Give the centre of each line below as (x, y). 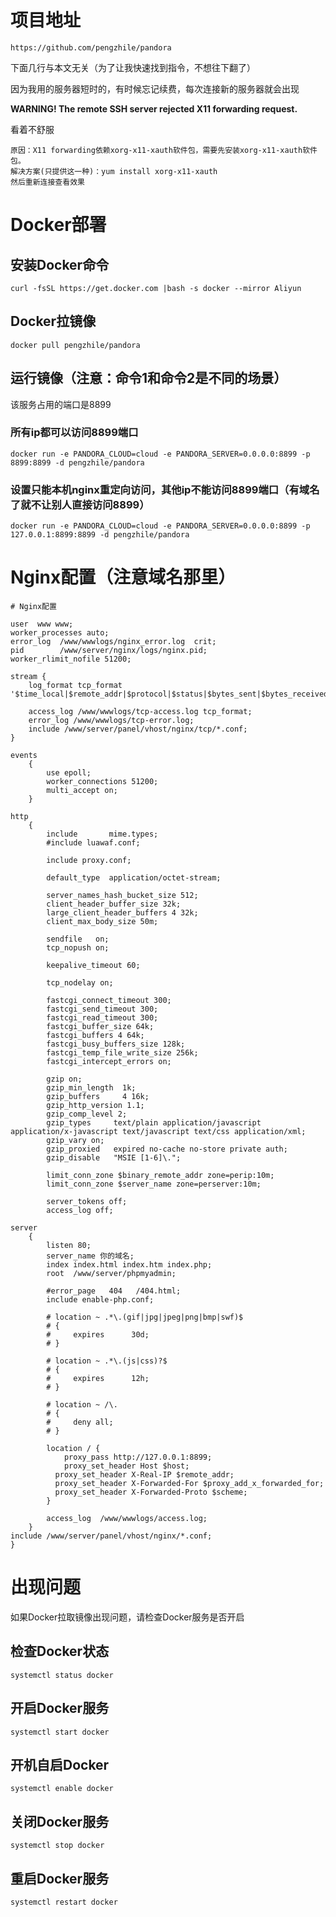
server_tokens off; (87, 1202)
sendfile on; (78, 939)
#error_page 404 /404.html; (114, 1291)
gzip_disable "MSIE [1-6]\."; (114, 1158)
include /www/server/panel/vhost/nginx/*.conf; (111, 1536)
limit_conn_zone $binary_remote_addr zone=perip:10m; (160, 1176)
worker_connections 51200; (102, 782)
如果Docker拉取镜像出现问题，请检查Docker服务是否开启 (127, 1617)
